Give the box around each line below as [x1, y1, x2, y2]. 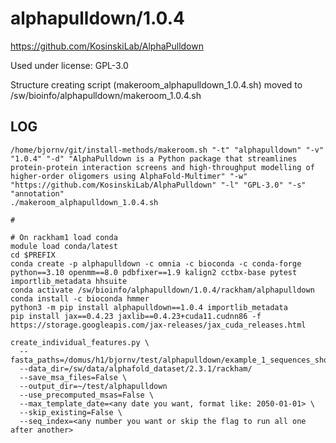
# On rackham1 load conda [10, 232, 118, 242]
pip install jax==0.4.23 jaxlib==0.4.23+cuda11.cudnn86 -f [10, 311, 262, 321]
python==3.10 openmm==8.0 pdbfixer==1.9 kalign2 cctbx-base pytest [10, 267, 298, 277]
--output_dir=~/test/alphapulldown [19, 381, 168, 391]
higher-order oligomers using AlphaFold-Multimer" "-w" [10, 171, 248, 181]
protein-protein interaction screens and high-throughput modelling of [10, 162, 315, 172]
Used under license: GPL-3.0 [10, 59, 129, 71]
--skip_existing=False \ [19, 407, 123, 417]
